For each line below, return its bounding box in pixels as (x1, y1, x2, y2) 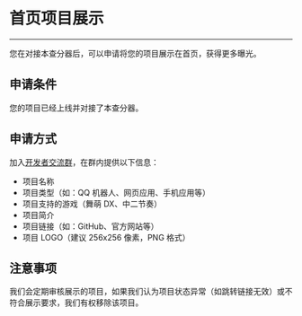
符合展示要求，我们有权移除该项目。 (9, 297, 144, 308)
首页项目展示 (9, 8, 105, 29)
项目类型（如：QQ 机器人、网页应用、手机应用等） (22, 187, 211, 197)
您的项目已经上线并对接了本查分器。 (9, 102, 144, 113)
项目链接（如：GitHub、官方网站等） (22, 221, 159, 232)
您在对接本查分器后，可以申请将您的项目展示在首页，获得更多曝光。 (9, 48, 262, 58)
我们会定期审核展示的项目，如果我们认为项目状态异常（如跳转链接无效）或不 (9, 286, 293, 297)
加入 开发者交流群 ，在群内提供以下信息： (9, 156, 159, 167)
